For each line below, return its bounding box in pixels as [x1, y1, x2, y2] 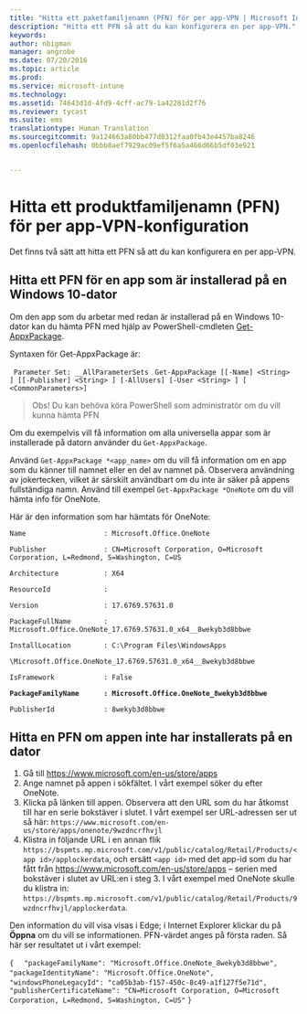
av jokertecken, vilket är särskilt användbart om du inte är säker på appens [9, 474, 291, 485]
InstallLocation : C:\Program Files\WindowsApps [9, 641, 227, 650]
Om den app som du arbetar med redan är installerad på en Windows [9, 311, 270, 322]
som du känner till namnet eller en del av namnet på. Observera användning [9, 464, 295, 475]
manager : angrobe [9, 48, 76, 57]
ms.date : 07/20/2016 [9, 56, 89, 65]
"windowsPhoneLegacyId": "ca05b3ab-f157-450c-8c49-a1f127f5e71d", [9, 978, 268, 987]
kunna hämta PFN [31, 409, 100, 421]
